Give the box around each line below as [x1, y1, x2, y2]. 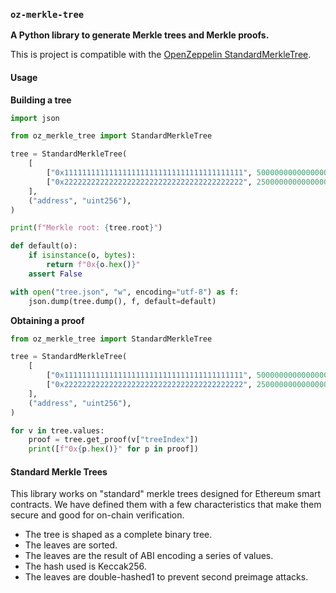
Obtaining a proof [10, 314, 85, 326]
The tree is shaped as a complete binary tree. [24, 529, 213, 541]
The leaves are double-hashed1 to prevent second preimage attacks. [24, 571, 309, 583]
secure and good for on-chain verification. [10, 509, 185, 521]
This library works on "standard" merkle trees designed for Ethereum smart [10, 488, 322, 500]
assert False [28, 269, 83, 279]
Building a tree [10, 94, 72, 106]
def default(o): [10, 241, 78, 251]
